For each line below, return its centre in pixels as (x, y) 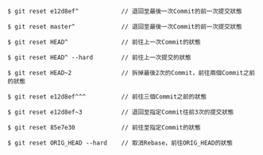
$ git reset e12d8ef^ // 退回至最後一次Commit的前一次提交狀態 (125, 11)
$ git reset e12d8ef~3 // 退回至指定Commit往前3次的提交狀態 (121, 112)
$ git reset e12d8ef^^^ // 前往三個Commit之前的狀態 (107, 97)
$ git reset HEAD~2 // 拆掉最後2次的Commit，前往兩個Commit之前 (131, 73)
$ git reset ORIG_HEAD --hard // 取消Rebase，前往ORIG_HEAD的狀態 (120, 143)
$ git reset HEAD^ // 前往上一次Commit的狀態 (104, 42)
